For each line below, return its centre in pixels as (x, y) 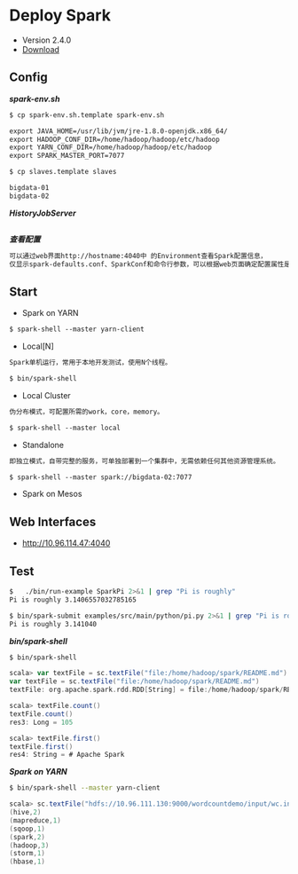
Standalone (43, 445)
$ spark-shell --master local (65, 428)
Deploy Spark (60, 16)
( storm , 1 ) (27, 854)
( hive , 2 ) (25, 813)
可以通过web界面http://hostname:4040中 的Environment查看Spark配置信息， (138, 256)
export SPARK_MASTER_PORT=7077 (67, 156)
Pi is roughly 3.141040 (53, 624)
